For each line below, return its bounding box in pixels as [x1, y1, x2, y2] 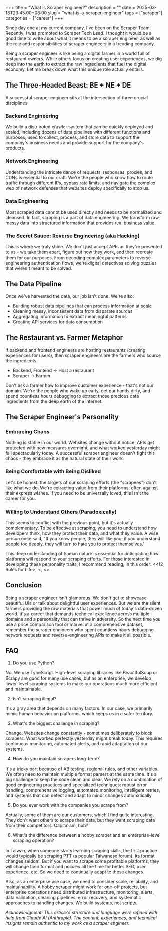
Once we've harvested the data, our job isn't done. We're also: [5, 293, 134, 299]
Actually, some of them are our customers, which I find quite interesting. [5, 812, 154, 818]
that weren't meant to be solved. [5, 265, 73, 271]
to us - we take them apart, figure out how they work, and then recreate [5, 249, 153, 255]
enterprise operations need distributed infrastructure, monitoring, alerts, [5, 889, 154, 895]
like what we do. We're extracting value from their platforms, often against [5, 485, 158, 491]
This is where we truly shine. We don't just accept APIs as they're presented [5, 244, 163, 249]
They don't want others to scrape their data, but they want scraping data [5, 817, 155, 823]
